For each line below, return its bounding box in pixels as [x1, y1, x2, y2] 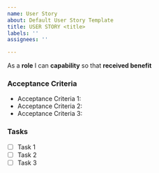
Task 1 [17, 142, 36, 151]
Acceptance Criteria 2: [17, 102, 82, 110]
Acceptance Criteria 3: [17, 110, 82, 118]
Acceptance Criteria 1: [17, 95, 82, 103]
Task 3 [17, 158, 37, 167]
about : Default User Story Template [7, 17, 114, 24]
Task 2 [17, 151, 37, 159]
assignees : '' [7, 36, 49, 43]
